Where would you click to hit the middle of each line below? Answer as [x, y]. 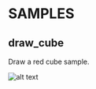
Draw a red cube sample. [49, 61]
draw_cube [36, 43]
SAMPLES [41, 14]
